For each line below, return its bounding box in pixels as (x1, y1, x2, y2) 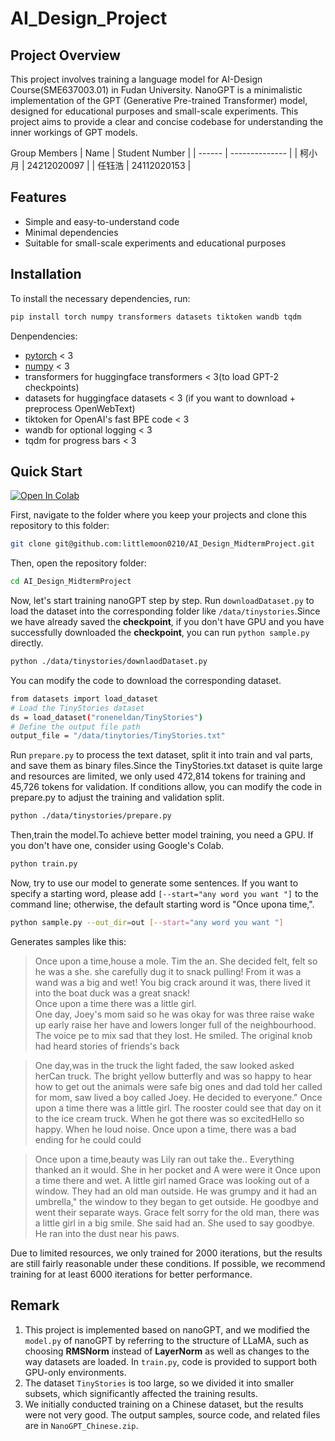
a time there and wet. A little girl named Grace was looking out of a (34, 1174, 310, 1186)
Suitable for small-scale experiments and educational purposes (24, 237, 287, 249)
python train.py (10, 859, 78, 869)
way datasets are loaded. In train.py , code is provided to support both (24, 1355, 318, 1367)
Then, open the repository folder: (10, 557, 147, 569)
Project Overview (10, 47, 121, 64)
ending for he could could (34, 1133, 142, 1146)
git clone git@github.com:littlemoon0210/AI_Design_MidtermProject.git (10, 539, 315, 549)
